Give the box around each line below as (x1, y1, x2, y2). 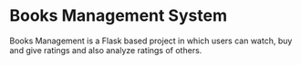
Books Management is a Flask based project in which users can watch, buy (9, 35, 293, 46)
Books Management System (9, 5, 228, 26)
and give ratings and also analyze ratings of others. (9, 44, 202, 55)
